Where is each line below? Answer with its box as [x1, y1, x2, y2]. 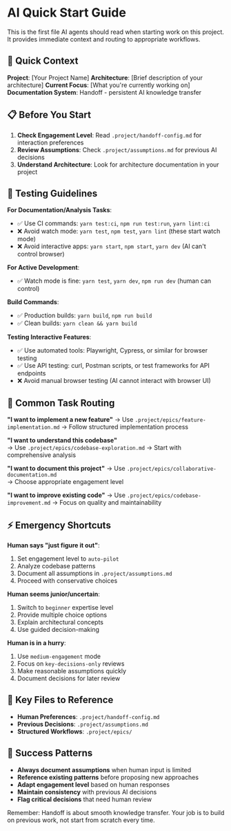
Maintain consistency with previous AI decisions [17, 787, 157, 796]
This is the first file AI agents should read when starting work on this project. [7, 28, 224, 36]
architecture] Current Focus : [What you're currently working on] [7, 81, 191, 89]
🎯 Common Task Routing [7, 397, 115, 409]
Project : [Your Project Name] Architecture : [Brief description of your [7, 73, 203, 82]
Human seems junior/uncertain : [7, 590, 100, 598]
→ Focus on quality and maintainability [52, 498, 162, 507]
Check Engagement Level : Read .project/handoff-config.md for [17, 131, 202, 139]
